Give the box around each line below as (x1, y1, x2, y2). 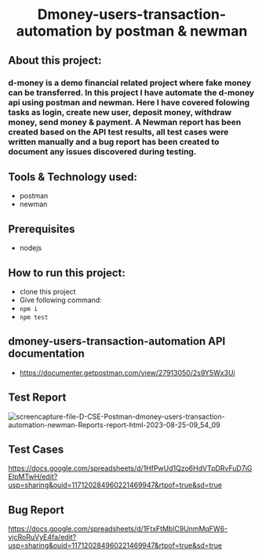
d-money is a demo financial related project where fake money (8, 77, 252, 88)
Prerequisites (8, 222, 75, 235)
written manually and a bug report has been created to (8, 136, 220, 147)
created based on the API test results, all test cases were (8, 126, 229, 137)
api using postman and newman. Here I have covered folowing (8, 97, 250, 108)
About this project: (8, 54, 102, 67)
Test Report (8, 391, 67, 405)
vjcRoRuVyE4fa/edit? (8, 533, 77, 542)
